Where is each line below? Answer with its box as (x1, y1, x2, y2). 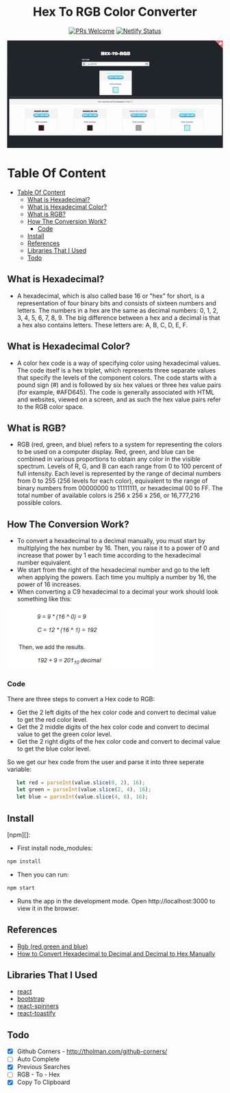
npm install (7, 858, 41, 865)
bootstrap (16, 994, 45, 1003)
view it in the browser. (16, 904, 80, 912)
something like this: (16, 595, 72, 603)
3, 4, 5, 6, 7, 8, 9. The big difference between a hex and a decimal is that (16, 313, 220, 322)
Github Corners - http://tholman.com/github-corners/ (16, 1047, 168, 1055)
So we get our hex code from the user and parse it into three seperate (7, 757, 204, 766)
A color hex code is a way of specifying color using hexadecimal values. (16, 359, 221, 367)
